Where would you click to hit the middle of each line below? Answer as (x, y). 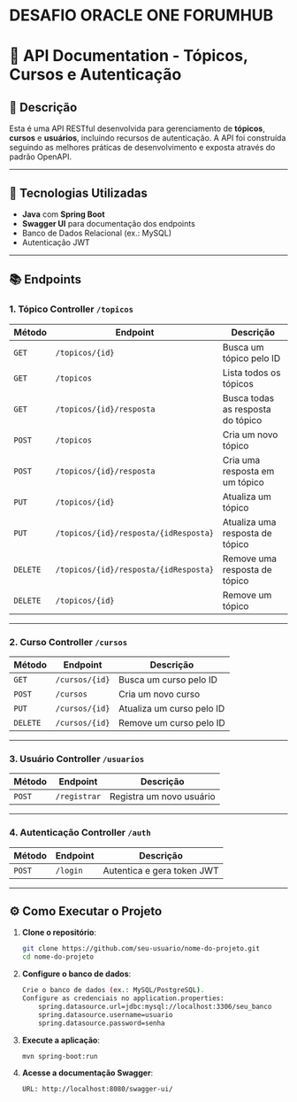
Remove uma (249, 559)
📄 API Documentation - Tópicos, (129, 56)
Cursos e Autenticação (95, 75)
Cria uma (241, 459)
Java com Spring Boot (63, 214)
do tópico (242, 420)
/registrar (78, 797)
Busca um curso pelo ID (168, 680)
